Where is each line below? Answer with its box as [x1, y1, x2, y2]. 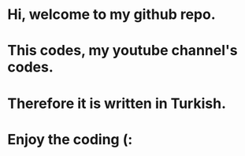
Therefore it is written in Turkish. [7, 95, 226, 112]
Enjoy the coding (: [7, 130, 133, 148]
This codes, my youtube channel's [7, 42, 238, 60]
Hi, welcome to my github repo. [7, 6, 216, 24]
